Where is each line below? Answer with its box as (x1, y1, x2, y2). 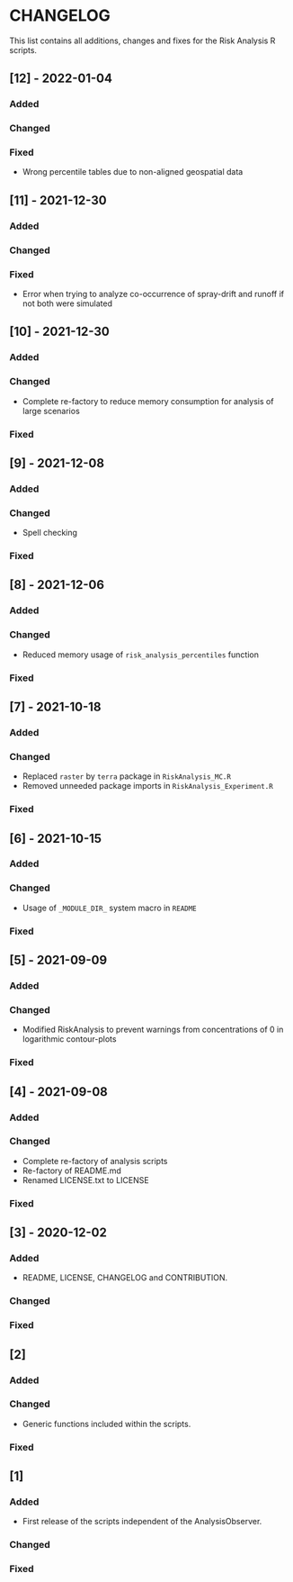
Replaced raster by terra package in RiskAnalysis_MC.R (22, 771, 232, 782)
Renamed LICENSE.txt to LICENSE (22, 1174, 150, 1185)
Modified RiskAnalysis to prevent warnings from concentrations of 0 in (22, 1024, 284, 1035)
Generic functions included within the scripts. (22, 1418, 191, 1429)
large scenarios (22, 405, 81, 416)
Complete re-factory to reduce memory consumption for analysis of (22, 395, 274, 406)
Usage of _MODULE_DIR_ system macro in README (22, 902, 198, 913)
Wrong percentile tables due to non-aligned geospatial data (22, 167, 244, 177)
